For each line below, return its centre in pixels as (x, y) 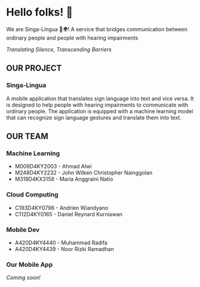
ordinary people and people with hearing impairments (72, 38)
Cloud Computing (32, 195)
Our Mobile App (30, 264)
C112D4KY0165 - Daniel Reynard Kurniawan (69, 214)
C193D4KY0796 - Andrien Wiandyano (61, 208)
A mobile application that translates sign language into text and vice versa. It (100, 98)
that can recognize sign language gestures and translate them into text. (94, 117)
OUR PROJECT (34, 68)
